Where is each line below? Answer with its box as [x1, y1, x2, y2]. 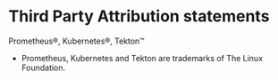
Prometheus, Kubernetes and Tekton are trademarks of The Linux [21, 52, 264, 63]
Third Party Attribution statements [8, 6, 270, 27]
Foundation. [21, 62, 66, 73]
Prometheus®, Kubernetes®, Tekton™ [8, 36, 145, 46]
